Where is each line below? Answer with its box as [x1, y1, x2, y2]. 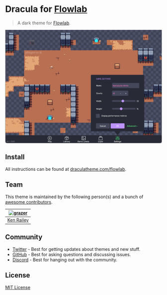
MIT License [5, 284, 31, 290]
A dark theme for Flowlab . [17, 20, 71, 26]
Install [5, 153, 25, 161]
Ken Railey [7, 217, 29, 223]
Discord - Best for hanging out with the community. [12, 257, 118, 263]
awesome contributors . [5, 199, 53, 205]
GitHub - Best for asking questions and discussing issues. [12, 251, 131, 257]
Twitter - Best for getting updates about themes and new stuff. [12, 246, 141, 252]
